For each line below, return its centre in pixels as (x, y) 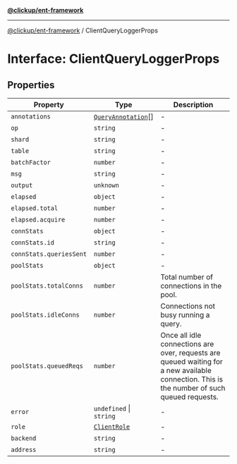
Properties (31, 85)
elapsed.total (35, 208)
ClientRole (112, 427)
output (22, 185)
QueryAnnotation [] (123, 117)
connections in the (191, 286)
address (24, 450)
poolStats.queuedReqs (47, 366)
